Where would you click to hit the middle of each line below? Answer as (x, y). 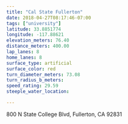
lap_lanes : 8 (23, 52)
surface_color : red (31, 69)
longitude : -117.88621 (35, 35)
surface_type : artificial (39, 63)
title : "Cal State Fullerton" (45, 12)
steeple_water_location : (38, 92)
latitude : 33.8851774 (34, 29)
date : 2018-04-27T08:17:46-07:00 (49, 18)
